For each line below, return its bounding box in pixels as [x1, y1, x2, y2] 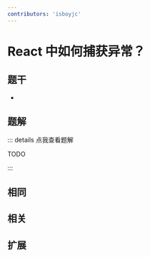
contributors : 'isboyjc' [7, 10, 81, 18]
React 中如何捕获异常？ [7, 43, 146, 59]
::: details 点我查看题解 [7, 136, 74, 145]
